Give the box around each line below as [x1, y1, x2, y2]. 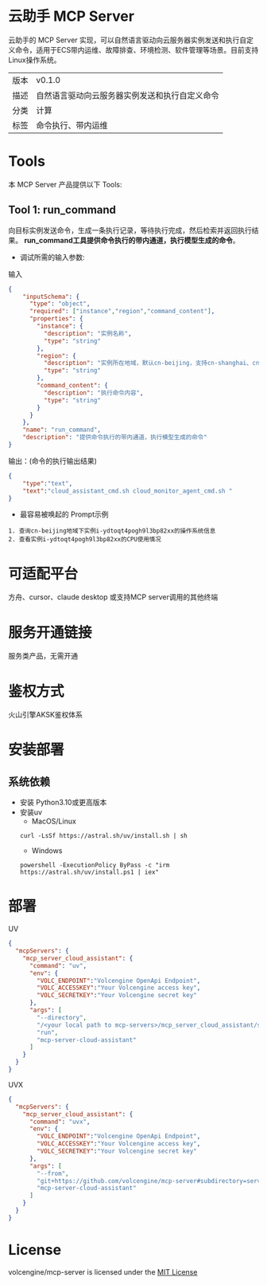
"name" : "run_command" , [22, 426, 102, 434]
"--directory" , [37, 1013, 87, 1021]
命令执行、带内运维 [36, 120, 109, 131]
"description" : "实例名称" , [43, 329, 133, 337]
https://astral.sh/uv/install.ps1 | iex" [19, 868, 159, 877]
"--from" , [37, 1169, 69, 1177]
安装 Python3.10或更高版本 [19, 798, 107, 808]
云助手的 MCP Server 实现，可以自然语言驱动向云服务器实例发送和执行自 [8, 35, 247, 45]
